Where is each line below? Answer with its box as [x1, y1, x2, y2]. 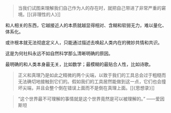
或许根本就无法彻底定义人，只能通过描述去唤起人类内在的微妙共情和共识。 [5, 39, 162, 46]
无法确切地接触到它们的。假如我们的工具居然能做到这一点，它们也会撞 [17, 79, 166, 84]
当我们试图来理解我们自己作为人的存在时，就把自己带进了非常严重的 [17, 5, 162, 11]
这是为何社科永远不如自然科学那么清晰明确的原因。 [5, 51, 113, 56]
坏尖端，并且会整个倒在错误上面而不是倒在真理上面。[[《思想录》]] [17, 85, 155, 91]
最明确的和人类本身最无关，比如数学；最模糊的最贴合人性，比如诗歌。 [5, 61, 154, 67]
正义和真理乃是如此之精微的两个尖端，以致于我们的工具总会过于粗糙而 [17, 72, 166, 78]
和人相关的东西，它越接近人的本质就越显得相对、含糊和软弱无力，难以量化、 [5, 22, 167, 28]
